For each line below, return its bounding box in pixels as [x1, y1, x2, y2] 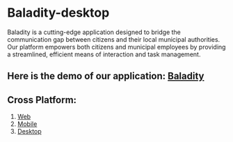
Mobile [17, 120, 38, 128]
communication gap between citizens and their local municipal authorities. [7, 35, 220, 43]
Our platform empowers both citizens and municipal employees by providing [7, 42, 226, 51]
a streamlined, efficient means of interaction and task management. [7, 50, 201, 58]
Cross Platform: [7, 94, 77, 106]
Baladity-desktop [7, 5, 110, 21]
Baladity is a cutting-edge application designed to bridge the [7, 28, 181, 36]
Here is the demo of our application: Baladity [7, 70, 204, 82]
